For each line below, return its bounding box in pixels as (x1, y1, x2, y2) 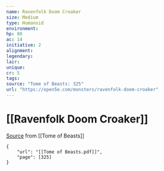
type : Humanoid (6, 20, 44, 26)
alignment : (6, 48, 33, 54)
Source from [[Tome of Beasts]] (6, 132, 85, 139)
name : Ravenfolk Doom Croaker (6, 8, 82, 15)
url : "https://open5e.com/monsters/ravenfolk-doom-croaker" (6, 87, 159, 93)
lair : (6, 59, 20, 65)
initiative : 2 (6, 42, 42, 48)
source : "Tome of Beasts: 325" (6, 81, 84, 87)
